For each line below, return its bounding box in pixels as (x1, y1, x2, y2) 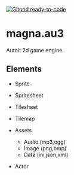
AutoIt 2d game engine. (6, 46, 64, 54)
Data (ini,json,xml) (23, 151, 69, 158)
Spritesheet (14, 91, 44, 99)
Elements (6, 64, 42, 75)
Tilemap (14, 115, 35, 122)
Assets (14, 126, 32, 134)
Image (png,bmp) (23, 144, 67, 152)
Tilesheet (14, 103, 38, 111)
